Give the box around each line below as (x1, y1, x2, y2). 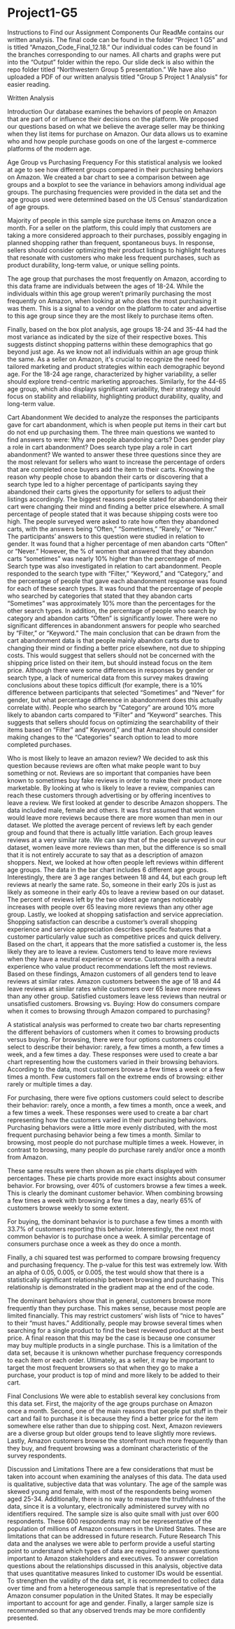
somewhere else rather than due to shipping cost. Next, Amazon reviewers (7, 1421, 222, 1429)
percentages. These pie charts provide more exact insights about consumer (7, 1174, 226, 1182)
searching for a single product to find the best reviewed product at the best (7, 1326, 224, 1334)
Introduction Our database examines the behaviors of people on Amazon (7, 107, 217, 116)
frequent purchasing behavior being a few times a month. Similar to (7, 1131, 201, 1139)
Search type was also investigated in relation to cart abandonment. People (7, 561, 222, 570)
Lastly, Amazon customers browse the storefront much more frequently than (7, 1436, 228, 1445)
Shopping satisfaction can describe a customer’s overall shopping (7, 917, 198, 925)
